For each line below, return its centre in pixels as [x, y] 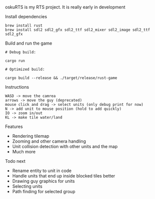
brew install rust [24, 25]
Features [14, 126]
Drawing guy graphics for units [43, 181]
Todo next [15, 161]
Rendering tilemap [31, 136]
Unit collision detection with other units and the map [65, 146]
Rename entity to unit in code [42, 171]
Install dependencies [26, 16]
